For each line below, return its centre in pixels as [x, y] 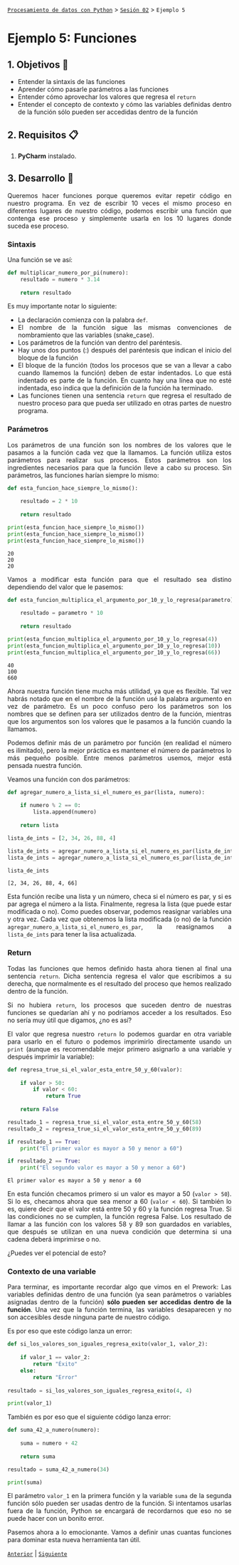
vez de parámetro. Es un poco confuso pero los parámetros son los [119, 706]
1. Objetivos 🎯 [38, 64]
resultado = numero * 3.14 [60, 279]
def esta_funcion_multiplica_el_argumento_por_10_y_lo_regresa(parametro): [122, 600]
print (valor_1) [30, 1403]
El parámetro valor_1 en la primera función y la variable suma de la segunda [120, 1496]
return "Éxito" [55, 1364]
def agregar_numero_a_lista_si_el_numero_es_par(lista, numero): [106, 792]
